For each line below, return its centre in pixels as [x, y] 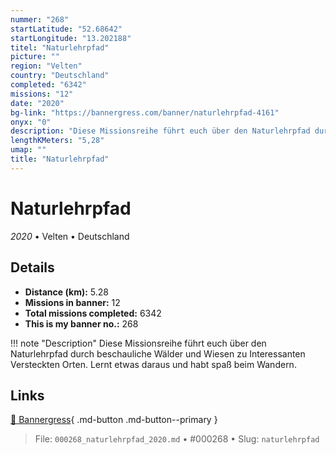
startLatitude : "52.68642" [66, 29]
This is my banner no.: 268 [81, 323]
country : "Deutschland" [60, 76]
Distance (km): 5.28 [66, 292]
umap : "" [28, 150]
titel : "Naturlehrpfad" [60, 47]
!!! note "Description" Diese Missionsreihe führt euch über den [138, 343]
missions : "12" [42, 94]
